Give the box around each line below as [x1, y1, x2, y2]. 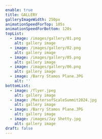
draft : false [5, 126, 33, 131]
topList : [5, 31, 24, 36]
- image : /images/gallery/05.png [10, 54, 81, 60]
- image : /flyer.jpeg [10, 88, 56, 93]
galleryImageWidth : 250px [5, 17, 60, 22]
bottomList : [5, 83, 31, 88]
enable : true [5, 7, 33, 13]
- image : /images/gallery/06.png [10, 64, 81, 69]
